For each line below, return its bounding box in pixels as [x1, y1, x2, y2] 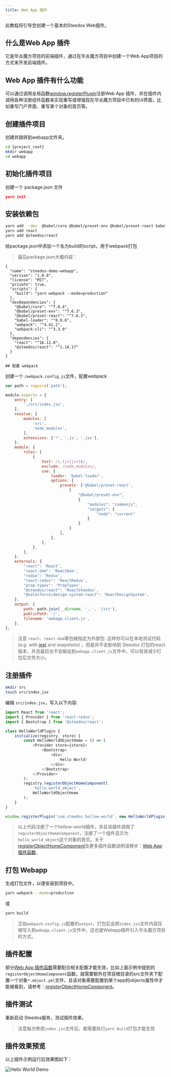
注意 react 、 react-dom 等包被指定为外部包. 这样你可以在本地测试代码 [17, 635, 161, 642]
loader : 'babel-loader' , [50, 473, 103, 478]
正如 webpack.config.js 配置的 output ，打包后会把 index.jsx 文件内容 [17, 920, 158, 927]
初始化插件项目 [5, 169, 52, 178]
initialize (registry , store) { [14, 733, 81, 738]
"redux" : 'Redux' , [23, 573, 63, 578]
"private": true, [10, 282, 47, 287]
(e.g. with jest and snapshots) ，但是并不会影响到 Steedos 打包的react [17, 642, 165, 648]
